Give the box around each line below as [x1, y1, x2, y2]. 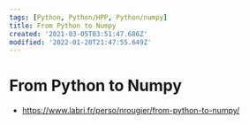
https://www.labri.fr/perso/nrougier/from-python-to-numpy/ [21, 105, 240, 116]
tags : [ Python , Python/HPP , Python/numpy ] [9, 12, 168, 22]
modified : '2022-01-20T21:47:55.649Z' [9, 37, 152, 47]
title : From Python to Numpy [9, 21, 117, 30]
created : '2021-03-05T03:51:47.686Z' [9, 29, 148, 38]
